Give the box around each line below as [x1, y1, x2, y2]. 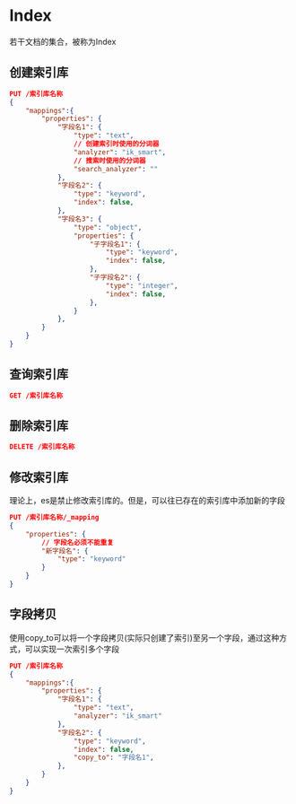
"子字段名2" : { [89, 273, 141, 282]
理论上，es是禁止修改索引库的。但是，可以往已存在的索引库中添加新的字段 [9, 495, 285, 506]
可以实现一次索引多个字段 [24, 643, 119, 654]
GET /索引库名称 [9, 391, 64, 400]
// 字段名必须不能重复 [41, 537, 114, 547]
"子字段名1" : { [89, 240, 141, 249]
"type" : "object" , [73, 223, 143, 232]
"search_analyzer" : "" [73, 164, 159, 173]
